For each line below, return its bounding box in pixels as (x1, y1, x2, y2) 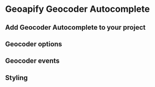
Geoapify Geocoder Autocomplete (5, 3, 150, 15)
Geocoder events (5, 57, 60, 65)
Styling (5, 73, 28, 82)
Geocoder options (5, 40, 62, 48)
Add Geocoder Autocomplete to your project (5, 23, 146, 32)
